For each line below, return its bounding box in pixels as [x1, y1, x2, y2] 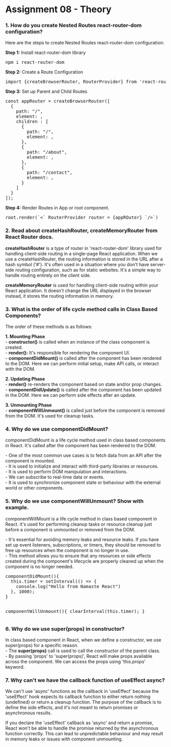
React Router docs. [5, 234, 53, 241]
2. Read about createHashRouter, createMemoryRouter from [5, 227, 158, 234]
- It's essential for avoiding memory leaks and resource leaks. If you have [5, 536, 159, 543]
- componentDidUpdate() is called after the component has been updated [5, 387, 162, 393]
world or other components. [5, 485, 64, 491]
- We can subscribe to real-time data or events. [5, 474, 105, 480]
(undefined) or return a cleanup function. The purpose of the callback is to [5, 699, 162, 705]
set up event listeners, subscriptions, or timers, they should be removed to [5, 542, 161, 548]
